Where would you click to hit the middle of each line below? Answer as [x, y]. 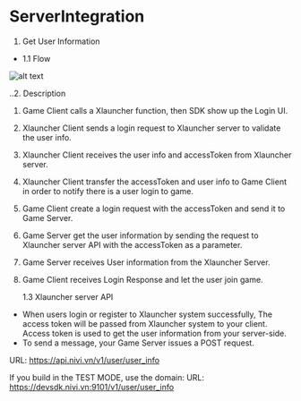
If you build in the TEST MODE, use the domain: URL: [107, 377]
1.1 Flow [36, 58]
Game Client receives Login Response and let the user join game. [142, 279]
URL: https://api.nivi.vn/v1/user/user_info [84, 360]
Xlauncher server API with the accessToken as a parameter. [132, 244]
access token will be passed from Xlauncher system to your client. [145, 323]
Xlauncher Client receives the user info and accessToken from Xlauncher [157, 155]
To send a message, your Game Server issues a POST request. [138, 343]
